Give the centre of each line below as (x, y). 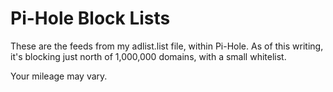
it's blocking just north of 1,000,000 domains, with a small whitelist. (148, 56)
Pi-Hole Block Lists (90, 18)
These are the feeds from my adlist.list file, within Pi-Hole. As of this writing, (167, 46)
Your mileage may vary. (59, 76)
